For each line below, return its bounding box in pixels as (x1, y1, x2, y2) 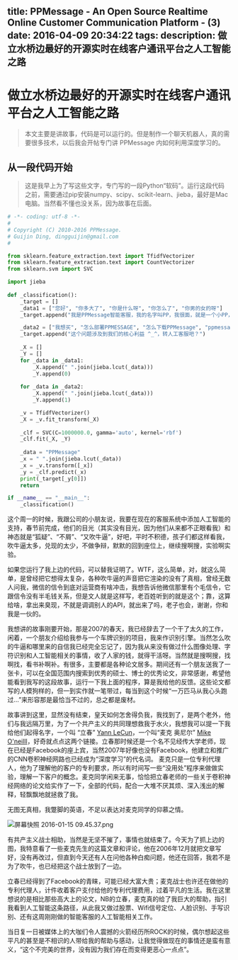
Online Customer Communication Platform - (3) (7, 17, 221, 29)
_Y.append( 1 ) (33, 397, 72, 404)
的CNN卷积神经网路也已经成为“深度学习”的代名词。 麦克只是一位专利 (7, 755, 209, 764)
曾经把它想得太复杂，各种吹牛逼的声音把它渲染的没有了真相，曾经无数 (25, 574, 231, 583)
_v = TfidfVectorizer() (20, 409, 91, 417)
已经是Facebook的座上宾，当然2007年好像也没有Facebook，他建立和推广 (13, 746, 229, 755)
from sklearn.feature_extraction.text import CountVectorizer (7, 259, 195, 266)
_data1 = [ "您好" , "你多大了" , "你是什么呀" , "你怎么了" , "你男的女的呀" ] (20, 305, 223, 312)
